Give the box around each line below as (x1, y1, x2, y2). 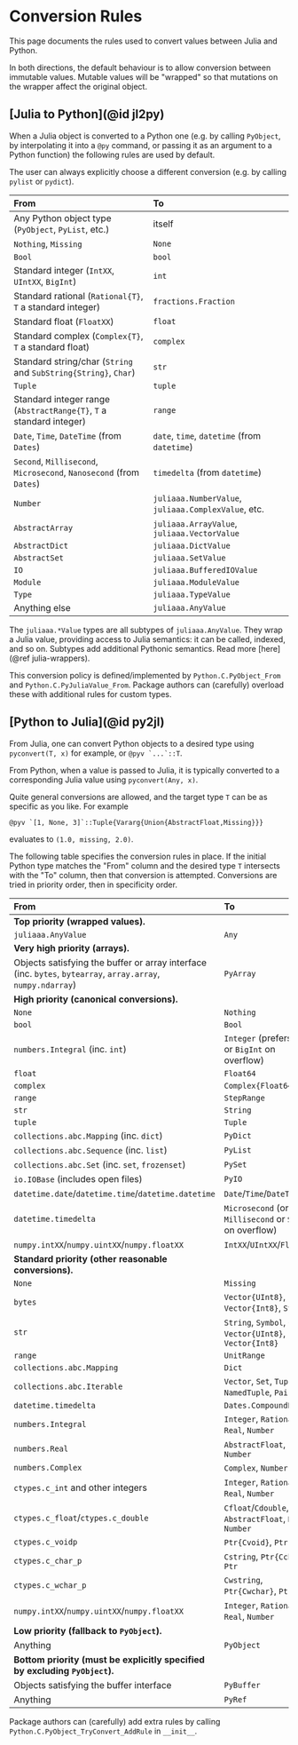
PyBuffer (223, 1680, 261, 1690)
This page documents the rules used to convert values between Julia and (9, 36, 278, 46)
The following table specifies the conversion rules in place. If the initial (9, 851, 267, 861)
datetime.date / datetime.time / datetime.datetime (13, 1187, 216, 1200)
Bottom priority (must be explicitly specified (13, 1654, 206, 1666)
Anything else (13, 601, 71, 614)
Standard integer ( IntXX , (13, 264, 115, 276)
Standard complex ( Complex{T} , (13, 329, 144, 342)
